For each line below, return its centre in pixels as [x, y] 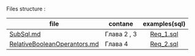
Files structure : [26, 9]
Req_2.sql [164, 44]
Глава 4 [116, 44]
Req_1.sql [164, 34]
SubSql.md [25, 34]
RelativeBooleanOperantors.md [54, 44]
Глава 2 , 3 [121, 34]
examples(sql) [164, 24]
